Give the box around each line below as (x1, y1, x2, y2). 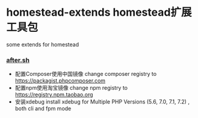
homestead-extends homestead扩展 (6, 5, 192, 19)
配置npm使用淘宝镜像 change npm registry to (14, 84, 128, 92)
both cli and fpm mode (14, 105, 72, 112)
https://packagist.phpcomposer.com (14, 77, 106, 84)
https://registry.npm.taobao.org (14, 91, 93, 98)
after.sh (6, 55, 30, 64)
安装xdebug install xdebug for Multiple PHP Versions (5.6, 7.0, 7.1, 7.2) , (14, 98, 190, 105)
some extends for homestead (6, 40, 79, 48)
